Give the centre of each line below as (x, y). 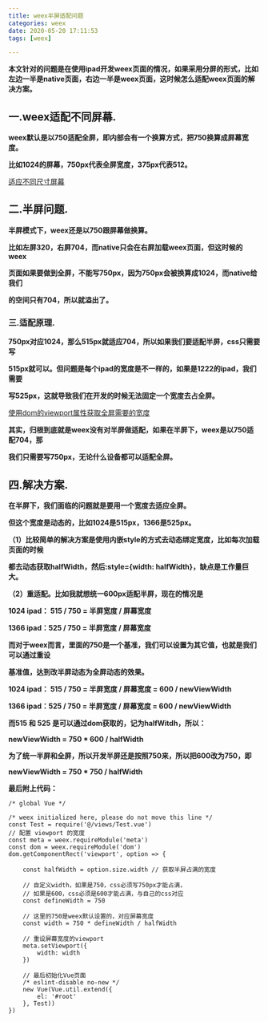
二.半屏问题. (38, 209)
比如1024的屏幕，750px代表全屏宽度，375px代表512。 (100, 164)
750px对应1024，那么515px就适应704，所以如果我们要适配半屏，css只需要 (134, 342)
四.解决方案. (38, 485)
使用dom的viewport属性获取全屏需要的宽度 (79, 413)
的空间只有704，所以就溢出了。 (61, 300)
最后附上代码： (33, 788)
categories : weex (37, 23)
